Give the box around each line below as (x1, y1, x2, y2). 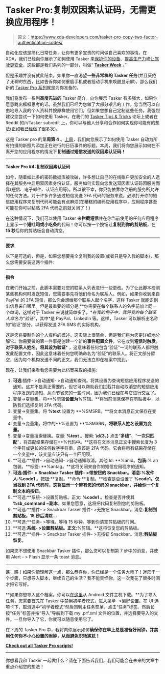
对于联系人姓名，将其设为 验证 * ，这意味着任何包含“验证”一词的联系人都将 (5, 344, 155, 350)
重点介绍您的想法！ (5, 663, 45, 669)
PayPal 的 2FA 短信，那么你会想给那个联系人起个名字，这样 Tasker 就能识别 (5, 297, 158, 303)
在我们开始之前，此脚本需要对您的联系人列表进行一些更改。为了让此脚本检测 (5, 285, 160, 291)
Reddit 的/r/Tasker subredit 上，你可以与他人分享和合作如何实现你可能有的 (5, 119, 156, 125)
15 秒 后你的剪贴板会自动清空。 (5, 227, 68, 234)
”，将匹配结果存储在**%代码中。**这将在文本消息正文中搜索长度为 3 (17, 439, 157, 445)
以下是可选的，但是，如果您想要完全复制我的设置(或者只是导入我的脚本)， (5, 253, 155, 259)
